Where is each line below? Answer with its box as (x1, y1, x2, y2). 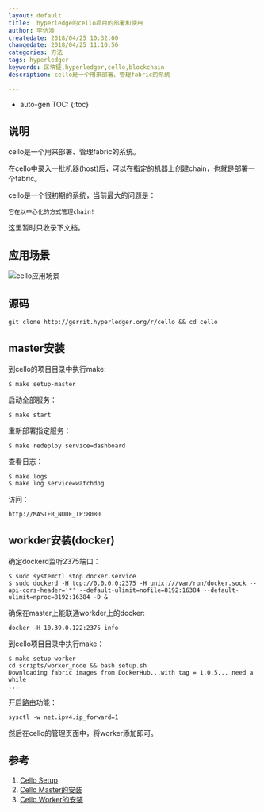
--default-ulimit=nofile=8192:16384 (78, 586, 201, 594)
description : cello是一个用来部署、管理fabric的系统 (8, 71, 170, 79)
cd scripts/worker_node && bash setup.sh (8, 661, 147, 670)
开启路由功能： (8, 697, 57, 707)
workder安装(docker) (8, 534, 115, 547)
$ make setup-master (8, 380, 77, 388)
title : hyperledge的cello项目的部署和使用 (8, 19, 143, 27)
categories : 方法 (8, 48, 63, 56)
